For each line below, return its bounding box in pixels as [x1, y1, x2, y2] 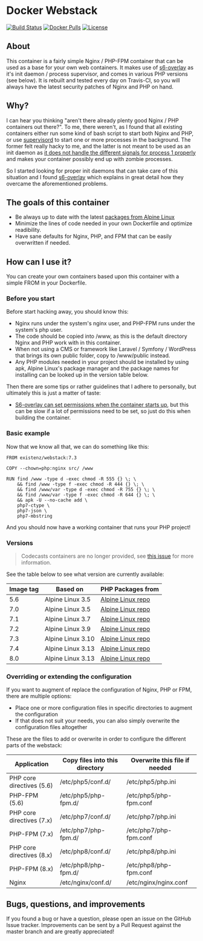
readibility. [14, 226, 41, 234]
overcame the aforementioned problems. [6, 180, 108, 187]
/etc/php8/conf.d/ [59, 847, 111, 856]
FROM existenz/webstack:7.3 [6, 455, 77, 461]
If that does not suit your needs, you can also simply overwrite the [14, 717, 180, 724]
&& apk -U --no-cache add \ [17, 497, 88, 503]
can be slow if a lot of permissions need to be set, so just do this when [14, 408, 191, 415]
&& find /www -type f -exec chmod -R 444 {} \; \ [17, 481, 145, 487]
